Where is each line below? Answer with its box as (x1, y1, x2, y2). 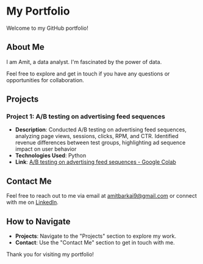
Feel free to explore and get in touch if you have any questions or (6, 70, 170, 77)
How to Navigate (6, 216, 71, 226)
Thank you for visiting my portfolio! (6, 251, 94, 258)
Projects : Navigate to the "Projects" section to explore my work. (15, 232, 177, 240)
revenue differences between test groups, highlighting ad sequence (15, 139, 186, 147)
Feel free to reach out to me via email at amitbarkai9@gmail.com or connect (6, 192, 197, 200)
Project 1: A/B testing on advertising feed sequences (6, 113, 166, 121)
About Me (6, 42, 45, 52)
